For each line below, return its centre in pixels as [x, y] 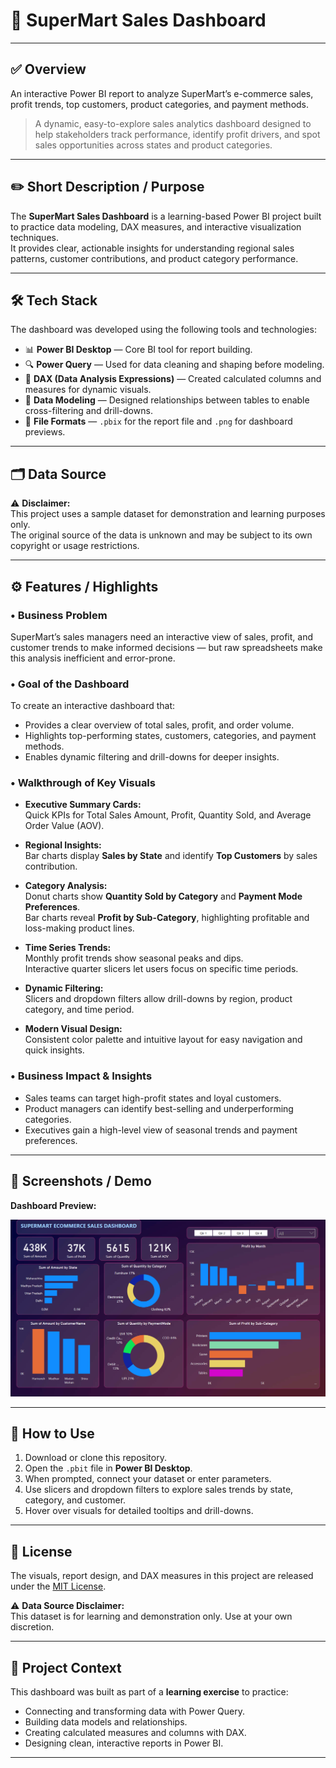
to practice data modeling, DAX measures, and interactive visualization [156, 226]
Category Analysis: [66, 886]
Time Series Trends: [68, 948]
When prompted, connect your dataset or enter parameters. [148, 1479]
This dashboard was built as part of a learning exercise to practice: [149, 1692]
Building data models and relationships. [106, 1722]
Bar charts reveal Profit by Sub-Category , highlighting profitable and [167, 918]
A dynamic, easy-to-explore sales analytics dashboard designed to [173, 123]
